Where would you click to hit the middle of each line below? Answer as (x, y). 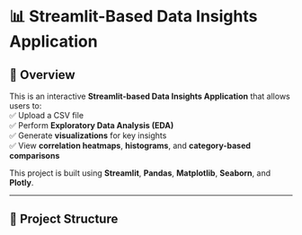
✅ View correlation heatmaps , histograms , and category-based (130, 145)
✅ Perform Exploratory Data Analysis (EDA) (92, 125)
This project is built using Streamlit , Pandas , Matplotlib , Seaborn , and (140, 173)
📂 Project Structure (64, 219)
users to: (26, 106)
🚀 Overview (42, 75)
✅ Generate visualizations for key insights (88, 135)
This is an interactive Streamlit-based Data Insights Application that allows (150, 96)
